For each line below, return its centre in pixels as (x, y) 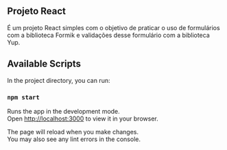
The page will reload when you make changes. (73, 132)
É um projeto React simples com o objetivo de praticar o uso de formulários (114, 27)
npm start (23, 97)
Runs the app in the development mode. (63, 111)
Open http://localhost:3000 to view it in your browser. (83, 118)
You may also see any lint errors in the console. (74, 139)
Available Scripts (44, 64)
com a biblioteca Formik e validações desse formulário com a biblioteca (109, 35)
